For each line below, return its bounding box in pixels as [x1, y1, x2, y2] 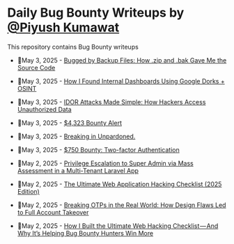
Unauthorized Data [17, 105, 72, 113]
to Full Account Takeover [17, 208, 89, 216]
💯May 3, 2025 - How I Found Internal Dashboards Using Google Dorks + [17, 76, 225, 85]
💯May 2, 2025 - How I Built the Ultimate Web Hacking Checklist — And [17, 221, 219, 230]
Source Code [17, 63, 56, 72]
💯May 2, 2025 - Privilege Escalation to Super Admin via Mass [17, 158, 194, 168]
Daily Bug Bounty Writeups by [7, 5, 185, 21]
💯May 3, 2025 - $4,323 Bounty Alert [17, 118, 122, 127]
